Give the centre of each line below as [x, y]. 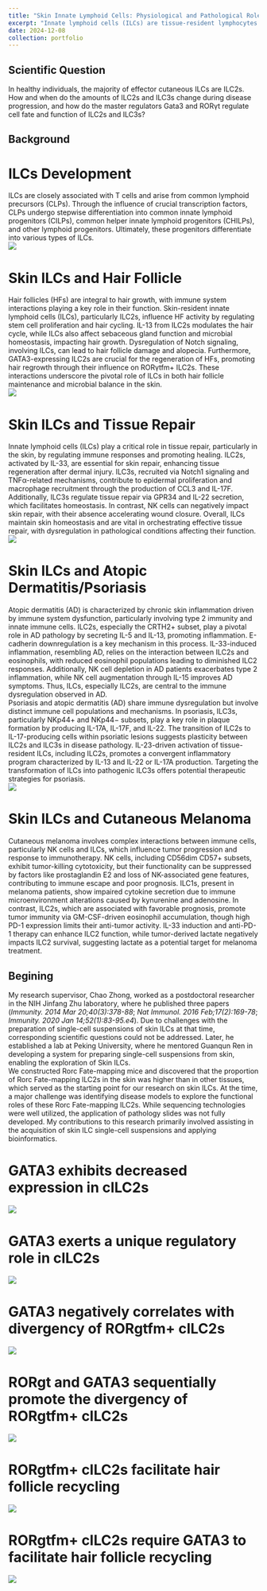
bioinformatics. [33, 1139]
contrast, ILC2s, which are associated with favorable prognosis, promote [127, 909]
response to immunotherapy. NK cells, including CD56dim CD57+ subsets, [130, 858]
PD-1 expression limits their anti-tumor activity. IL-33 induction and [118, 925]
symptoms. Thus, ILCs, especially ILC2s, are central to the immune [117, 686]
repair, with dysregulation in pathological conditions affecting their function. [132, 531]
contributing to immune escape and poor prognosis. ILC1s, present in [121, 883]
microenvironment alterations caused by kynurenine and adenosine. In [124, 900]
